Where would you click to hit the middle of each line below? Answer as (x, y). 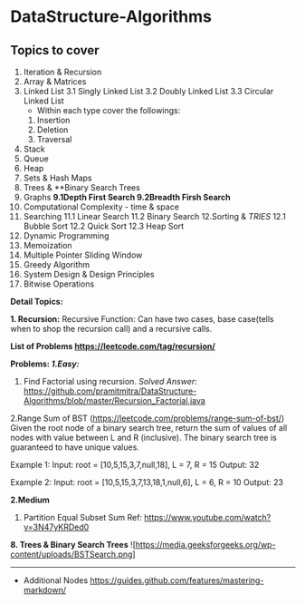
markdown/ (45, 590)
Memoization (48, 245)
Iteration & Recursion (62, 72)
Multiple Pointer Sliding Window (83, 255)
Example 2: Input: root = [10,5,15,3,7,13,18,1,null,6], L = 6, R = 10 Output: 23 (147, 482)
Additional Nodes (56, 580)
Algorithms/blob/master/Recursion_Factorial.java (114, 400)
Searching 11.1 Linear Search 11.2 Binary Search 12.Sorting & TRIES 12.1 (154, 216)
